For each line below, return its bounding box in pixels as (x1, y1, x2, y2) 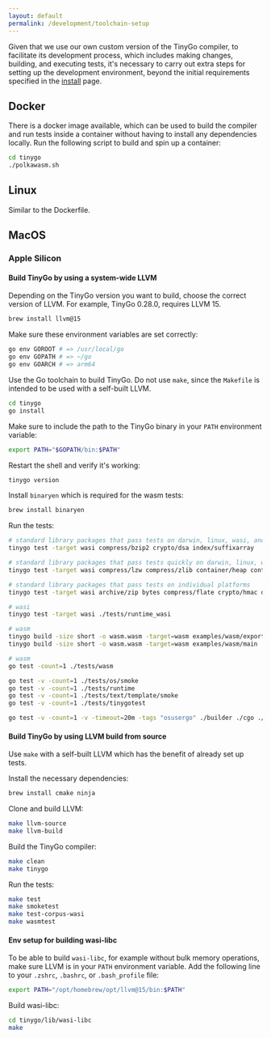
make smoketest (8, 903, 60, 911)
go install (8, 406, 45, 415)
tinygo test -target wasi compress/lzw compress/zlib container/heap (8, 566, 248, 574)
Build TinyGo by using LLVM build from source (8, 731, 167, 741)
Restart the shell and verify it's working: (8, 460, 141, 470)
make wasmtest (8, 917, 56, 926)
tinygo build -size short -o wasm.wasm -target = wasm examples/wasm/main (8, 640, 258, 648)
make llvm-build (8, 827, 63, 835)
